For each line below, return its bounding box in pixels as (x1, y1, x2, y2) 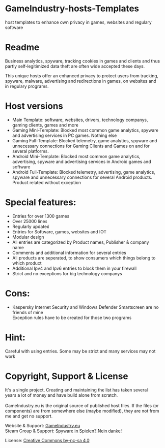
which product (12, 260, 42, 266)
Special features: (5, 197, 77, 208)
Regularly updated (12, 224, 50, 229)
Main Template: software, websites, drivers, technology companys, (12, 117, 148, 123)
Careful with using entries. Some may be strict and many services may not (5, 348, 156, 354)
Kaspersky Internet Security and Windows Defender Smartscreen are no (12, 304, 159, 310)
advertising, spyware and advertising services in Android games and (12, 159, 151, 164)
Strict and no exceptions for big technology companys (12, 270, 122, 276)
